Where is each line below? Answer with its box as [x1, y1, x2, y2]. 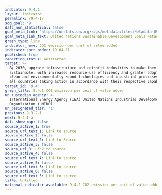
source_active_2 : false [5, 133, 53, 138]
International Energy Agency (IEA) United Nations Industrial [9, 97, 137, 102]
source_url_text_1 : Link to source [5, 129, 77, 134]
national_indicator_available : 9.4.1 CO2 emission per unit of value [5, 182, 148, 187]
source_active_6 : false [5, 169, 53, 174]
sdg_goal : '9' [5, 20, 34, 26]
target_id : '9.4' [5, 83, 40, 89]
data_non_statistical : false [5, 25, 64, 30]
